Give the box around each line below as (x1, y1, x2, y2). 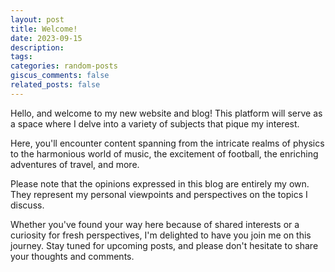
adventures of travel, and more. (10, 158, 140, 170)
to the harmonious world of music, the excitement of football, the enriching (10, 147, 319, 160)
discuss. (10, 199, 45, 211)
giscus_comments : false (10, 71, 110, 81)
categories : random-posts (10, 61, 118, 71)
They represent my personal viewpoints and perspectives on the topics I (10, 188, 308, 200)
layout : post (10, 14, 65, 25)
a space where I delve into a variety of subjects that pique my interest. (10, 117, 300, 130)
